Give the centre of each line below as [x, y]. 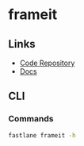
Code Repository [47, 63]
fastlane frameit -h [42, 135]
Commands [31, 119]
